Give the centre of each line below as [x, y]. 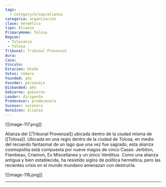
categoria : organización [31, 19]
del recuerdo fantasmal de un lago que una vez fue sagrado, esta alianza [79, 144]
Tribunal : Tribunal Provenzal [36, 51]
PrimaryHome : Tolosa [26, 32]
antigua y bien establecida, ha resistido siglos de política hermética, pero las [83, 160]
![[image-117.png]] [23, 124]
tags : [11, 10]
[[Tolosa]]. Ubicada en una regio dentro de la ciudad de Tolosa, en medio [80, 139]
